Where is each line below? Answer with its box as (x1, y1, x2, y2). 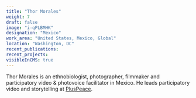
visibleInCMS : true (6, 57, 54, 63)
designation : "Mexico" (6, 30, 61, 36)
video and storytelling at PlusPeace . (6, 85, 92, 92)
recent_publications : (6, 46, 59, 52)
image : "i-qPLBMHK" (6, 24, 54, 31)
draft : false (6, 19, 38, 25)
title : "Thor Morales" (6, 8, 61, 14)
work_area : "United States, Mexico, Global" (6, 35, 116, 41)
